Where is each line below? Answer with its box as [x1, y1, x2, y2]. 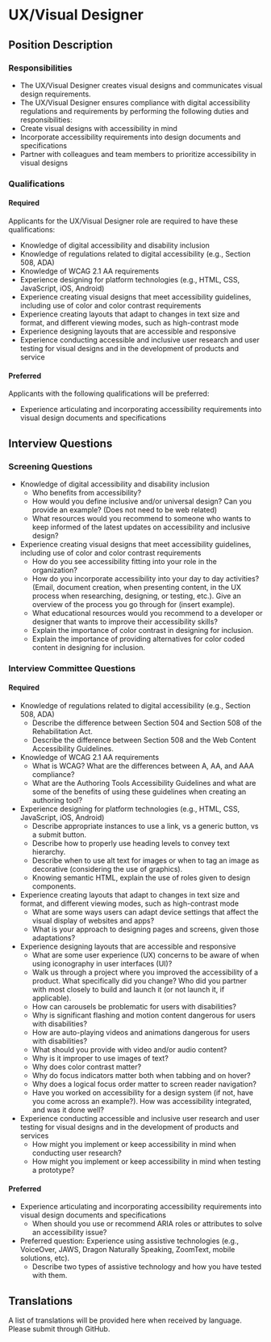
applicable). [31, 993, 72, 1003]
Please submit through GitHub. [8, 1324, 110, 1334]
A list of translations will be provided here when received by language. [8, 1315, 242, 1325]
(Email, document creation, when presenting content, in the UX [31, 582, 242, 592]
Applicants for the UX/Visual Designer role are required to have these [8, 216, 239, 226]
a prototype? [31, 1166, 75, 1175]
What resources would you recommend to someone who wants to [31, 513, 252, 523]
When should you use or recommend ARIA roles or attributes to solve [31, 1219, 263, 1229]
